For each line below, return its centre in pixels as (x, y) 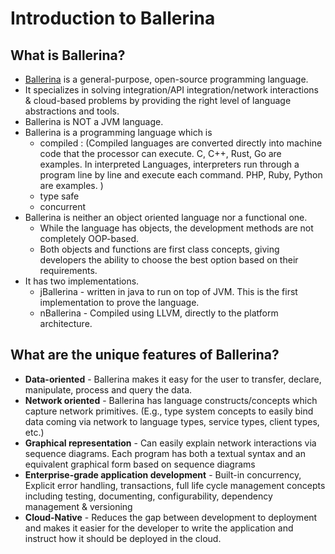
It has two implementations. (82, 281)
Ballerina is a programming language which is (118, 132)
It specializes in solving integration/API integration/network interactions (171, 90)
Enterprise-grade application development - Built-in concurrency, (163, 474)
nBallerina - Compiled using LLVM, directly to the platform (159, 313)
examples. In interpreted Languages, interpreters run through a (169, 164)
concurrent (63, 206)
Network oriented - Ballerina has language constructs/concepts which (171, 400)
